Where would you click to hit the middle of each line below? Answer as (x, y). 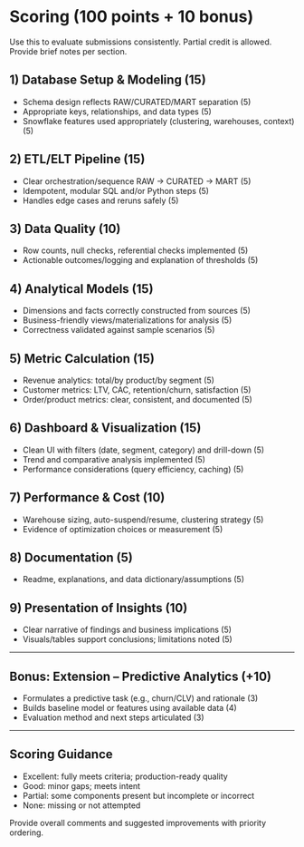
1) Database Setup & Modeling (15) (108, 80)
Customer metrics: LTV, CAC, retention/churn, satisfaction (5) (137, 390)
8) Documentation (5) (71, 558)
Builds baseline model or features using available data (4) (129, 708)
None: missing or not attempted (81, 805)
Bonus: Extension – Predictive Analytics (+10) (140, 676)
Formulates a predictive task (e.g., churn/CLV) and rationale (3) (140, 698)
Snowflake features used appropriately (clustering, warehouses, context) (158, 121)
